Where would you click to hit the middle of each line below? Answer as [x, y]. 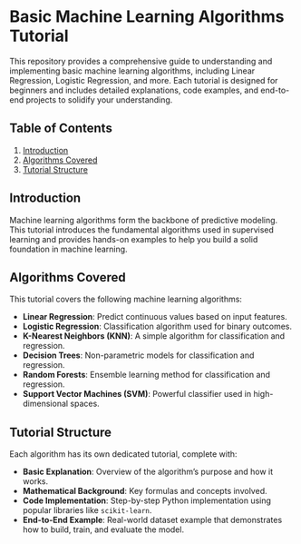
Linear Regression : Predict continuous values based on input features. [155, 317]
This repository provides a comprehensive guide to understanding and [141, 61]
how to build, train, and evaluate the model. [103, 529]
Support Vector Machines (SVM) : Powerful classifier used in [137, 394]
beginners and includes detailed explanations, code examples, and [134, 90]
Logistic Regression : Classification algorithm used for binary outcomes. [157, 326]
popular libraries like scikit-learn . [87, 510]
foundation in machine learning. [69, 249]
